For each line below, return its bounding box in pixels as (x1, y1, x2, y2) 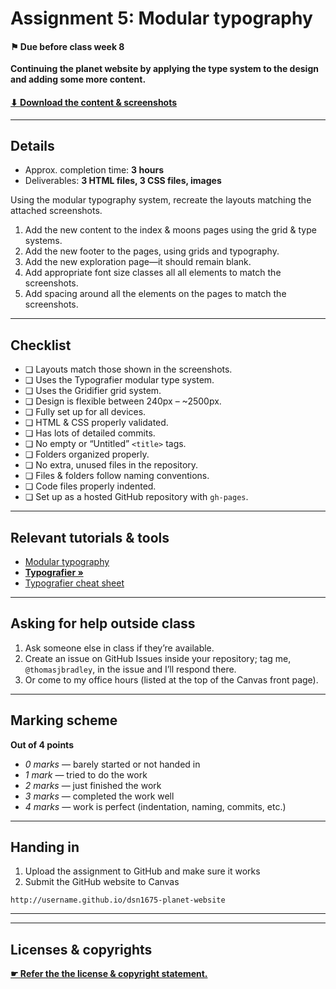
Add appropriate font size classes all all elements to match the (24, 267, 282, 279)
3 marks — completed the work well (24, 790, 175, 802)
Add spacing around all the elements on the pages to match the (24, 288, 287, 300)
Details (10, 137, 55, 154)
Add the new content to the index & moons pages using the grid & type (24, 224, 317, 236)
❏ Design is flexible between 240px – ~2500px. (24, 395, 222, 407)
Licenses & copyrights (10, 941, 153, 958)
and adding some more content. (10, 73, 147, 86)
